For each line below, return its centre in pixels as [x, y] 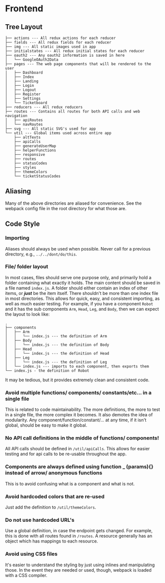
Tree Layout [24, 27]
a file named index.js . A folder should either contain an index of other [77, 288]
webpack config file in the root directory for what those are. [66, 208]
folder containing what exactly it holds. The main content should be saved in [83, 283]
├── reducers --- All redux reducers [44, 107]
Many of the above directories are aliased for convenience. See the [74, 203]
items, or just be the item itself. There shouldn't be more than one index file [82, 293]
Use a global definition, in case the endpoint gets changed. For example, [79, 531]
